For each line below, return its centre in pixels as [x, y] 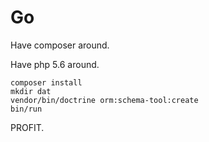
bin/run [26, 109]
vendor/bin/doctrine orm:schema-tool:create [104, 100]
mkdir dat [31, 91]
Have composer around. [60, 45]
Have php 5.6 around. [55, 64]
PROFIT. [27, 127]
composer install [46, 82]
